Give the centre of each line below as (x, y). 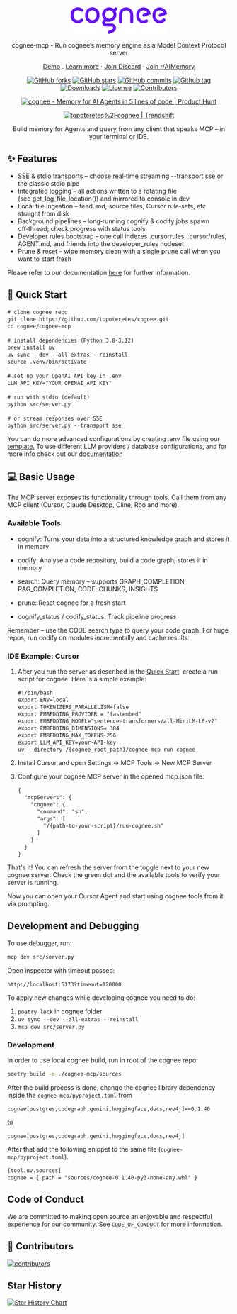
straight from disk (43, 213)
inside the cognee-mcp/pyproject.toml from (70, 1095)
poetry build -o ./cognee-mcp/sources (64, 1074)
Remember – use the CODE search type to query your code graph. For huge (118, 630)
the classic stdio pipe (48, 183)
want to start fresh (45, 259)
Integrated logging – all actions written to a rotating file (97, 191)
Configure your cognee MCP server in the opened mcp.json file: (111, 776)
